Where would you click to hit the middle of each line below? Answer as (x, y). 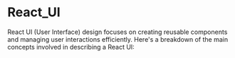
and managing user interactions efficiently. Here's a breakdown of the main (118, 39)
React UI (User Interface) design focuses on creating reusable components (117, 32)
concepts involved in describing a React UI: (71, 47)
